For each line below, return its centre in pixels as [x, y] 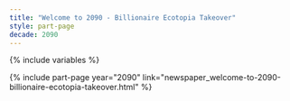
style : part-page [42, 26]
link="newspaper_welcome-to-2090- [212, 78]
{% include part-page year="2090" [75, 78]
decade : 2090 [34, 34]
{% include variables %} [55, 60]
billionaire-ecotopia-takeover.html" [74, 87]
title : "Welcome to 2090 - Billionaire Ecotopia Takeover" [123, 18]
